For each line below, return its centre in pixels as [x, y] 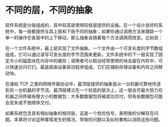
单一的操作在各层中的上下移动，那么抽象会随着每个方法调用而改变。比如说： [84, 37]
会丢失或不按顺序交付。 [29, 102]
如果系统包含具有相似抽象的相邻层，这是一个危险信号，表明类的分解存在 [79, 113]
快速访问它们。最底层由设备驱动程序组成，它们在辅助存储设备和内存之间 [84, 67]
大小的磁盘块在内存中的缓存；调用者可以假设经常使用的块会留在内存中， [84, 60]
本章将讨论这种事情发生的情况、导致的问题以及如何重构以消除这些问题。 [88, 119]
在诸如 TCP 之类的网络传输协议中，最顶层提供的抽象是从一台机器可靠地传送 [83, 83]
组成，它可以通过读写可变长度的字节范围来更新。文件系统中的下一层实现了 [82, 54]
